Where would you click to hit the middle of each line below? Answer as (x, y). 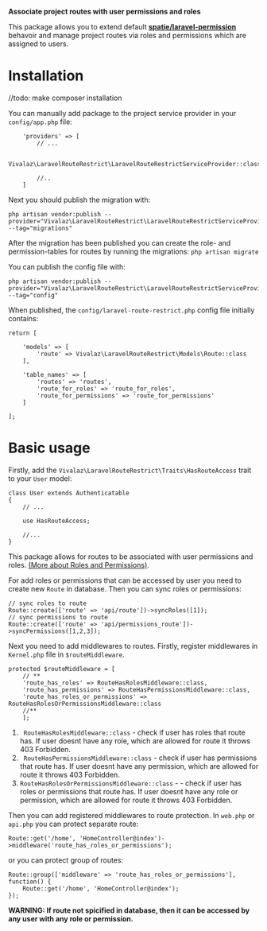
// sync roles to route (48, 603)
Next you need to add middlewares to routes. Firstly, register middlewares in (133, 646)
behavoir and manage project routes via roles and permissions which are (128, 35)
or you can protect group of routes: (66, 860)
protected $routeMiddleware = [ (62, 669)
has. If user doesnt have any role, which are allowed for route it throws (135, 741)
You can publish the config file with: (67, 266)
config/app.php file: (41, 122)
